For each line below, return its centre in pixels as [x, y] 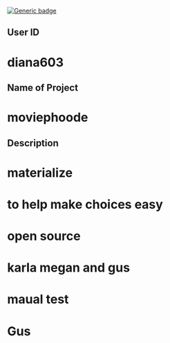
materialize [40, 173]
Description [33, 143]
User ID [23, 32]
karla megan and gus [68, 268]
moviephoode [48, 117]
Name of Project [42, 88]
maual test [38, 300]
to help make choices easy [85, 204]
